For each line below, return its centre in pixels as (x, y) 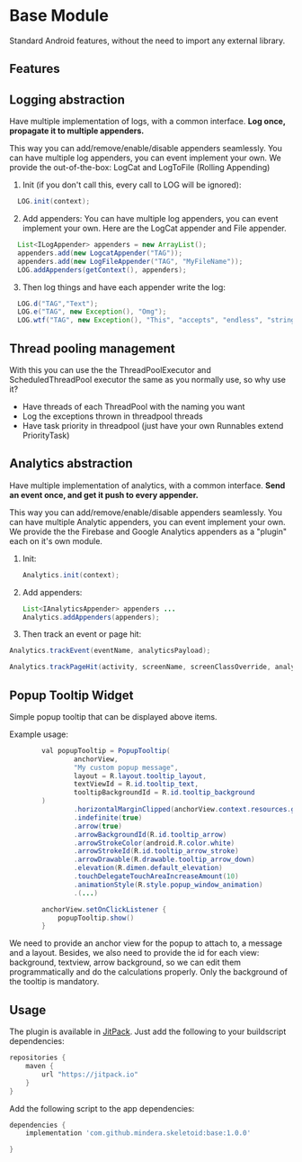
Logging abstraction (67, 100)
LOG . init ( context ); (54, 202)
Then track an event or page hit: (82, 634)
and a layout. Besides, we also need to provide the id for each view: (134, 953)
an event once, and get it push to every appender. (104, 495)
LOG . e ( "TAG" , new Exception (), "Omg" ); (92, 312)
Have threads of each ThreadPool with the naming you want (133, 406)
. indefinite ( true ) (108, 817)
